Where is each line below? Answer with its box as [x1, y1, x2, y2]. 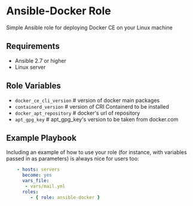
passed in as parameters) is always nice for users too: [6, 155, 139, 162]
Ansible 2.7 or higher [14, 57, 67, 64]
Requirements [6, 41, 60, 51]
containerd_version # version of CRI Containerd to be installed [14, 103, 169, 110]
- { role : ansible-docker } [30, 194, 100, 201]
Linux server [14, 63, 46, 70]
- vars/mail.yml [24, 183, 66, 189]
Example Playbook [6, 133, 76, 143]
